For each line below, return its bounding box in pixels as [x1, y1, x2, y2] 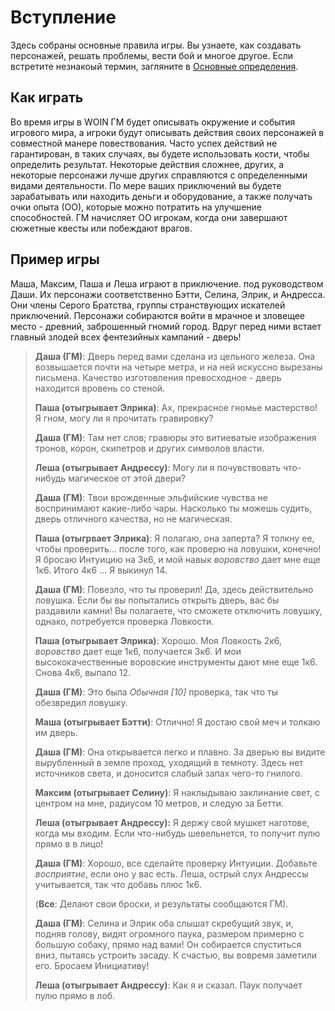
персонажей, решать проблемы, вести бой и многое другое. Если [10, 49, 294, 61]
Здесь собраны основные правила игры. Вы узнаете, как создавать [10, 39, 302, 51]
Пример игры [10, 251, 100, 268]
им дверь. [34, 726, 78, 738]
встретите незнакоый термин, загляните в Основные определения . [10, 60, 299, 72]
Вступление [10, 6, 117, 29]
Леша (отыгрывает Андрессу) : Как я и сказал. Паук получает [34, 979, 303, 991]
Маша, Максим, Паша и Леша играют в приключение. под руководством [10, 277, 324, 290]
